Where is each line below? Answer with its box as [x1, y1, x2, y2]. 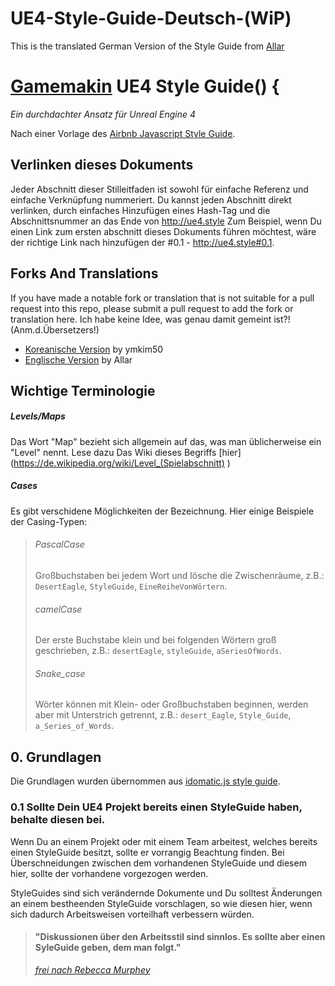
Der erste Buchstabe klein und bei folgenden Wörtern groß [34, 634, 277, 646]
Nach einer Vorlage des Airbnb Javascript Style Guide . [10, 127, 236, 139]
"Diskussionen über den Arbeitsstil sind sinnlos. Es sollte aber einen [34, 931, 326, 943]
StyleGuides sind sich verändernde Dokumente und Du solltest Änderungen [10, 887, 323, 899]
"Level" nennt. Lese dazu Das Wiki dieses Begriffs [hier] [10, 446, 242, 458]
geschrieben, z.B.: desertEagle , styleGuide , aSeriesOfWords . [34, 645, 282, 657]
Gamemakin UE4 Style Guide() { [10, 75, 280, 98]
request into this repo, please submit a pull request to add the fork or [10, 302, 294, 314]
